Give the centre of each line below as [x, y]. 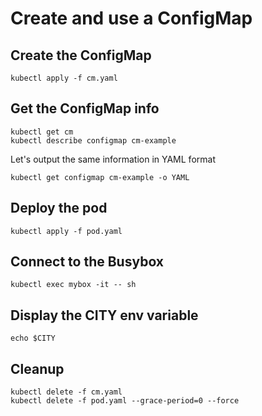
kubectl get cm [42, 132]
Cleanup [37, 368]
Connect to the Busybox [87, 262]
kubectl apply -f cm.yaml [64, 78]
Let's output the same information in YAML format [113, 159]
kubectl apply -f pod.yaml [66, 231]
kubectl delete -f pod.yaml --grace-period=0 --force [125, 401]
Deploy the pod [59, 208]
